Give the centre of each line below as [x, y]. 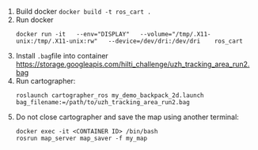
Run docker [34, 20]
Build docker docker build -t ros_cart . [83, 11]
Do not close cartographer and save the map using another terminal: [127, 117]
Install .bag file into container [62, 56]
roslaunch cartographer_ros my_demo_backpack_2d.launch [110, 96]
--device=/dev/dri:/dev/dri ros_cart [175, 41]
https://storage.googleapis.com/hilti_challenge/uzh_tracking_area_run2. [133, 64]
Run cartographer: [46, 81]
